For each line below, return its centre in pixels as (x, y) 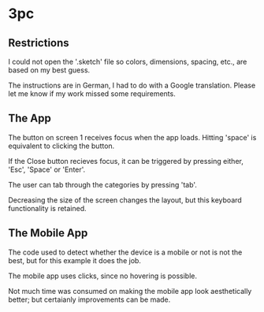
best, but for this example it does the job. (75, 260)
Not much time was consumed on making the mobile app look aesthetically (130, 291)
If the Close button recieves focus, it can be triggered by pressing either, (126, 161)
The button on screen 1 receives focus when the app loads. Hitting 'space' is (132, 137)
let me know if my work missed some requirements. (92, 94)
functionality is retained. (47, 208)
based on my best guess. (49, 70)
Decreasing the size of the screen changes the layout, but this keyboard (125, 200)
